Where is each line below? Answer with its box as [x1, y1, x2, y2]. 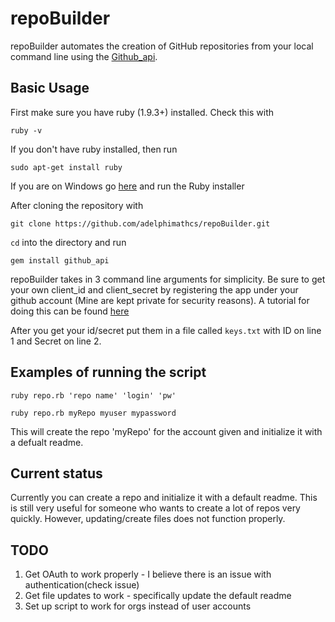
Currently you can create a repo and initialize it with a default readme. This [10, 492, 318, 504]
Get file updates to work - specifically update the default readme [24, 590, 292, 602]
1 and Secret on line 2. [10, 335, 102, 347]
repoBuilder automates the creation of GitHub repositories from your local [10, 40, 314, 52]
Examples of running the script [10, 364, 207, 381]
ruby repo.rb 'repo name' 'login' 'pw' [10, 390, 177, 401]
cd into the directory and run [10, 236, 127, 248]
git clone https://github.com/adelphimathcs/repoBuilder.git [10, 218, 271, 229]
